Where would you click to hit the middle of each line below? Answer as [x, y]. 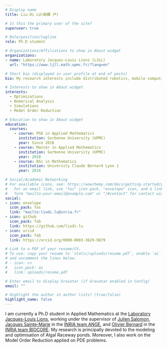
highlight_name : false [29, 300]
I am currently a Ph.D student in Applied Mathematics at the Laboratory [78, 314]
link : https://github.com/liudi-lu [46, 226]
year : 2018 [30, 157]
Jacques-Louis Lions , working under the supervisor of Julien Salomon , [78, 319]
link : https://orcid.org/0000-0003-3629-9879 [58, 240]
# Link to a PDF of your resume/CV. [43, 249]
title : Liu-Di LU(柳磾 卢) [32, 14]
